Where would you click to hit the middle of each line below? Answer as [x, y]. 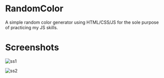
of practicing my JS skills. [32, 27]
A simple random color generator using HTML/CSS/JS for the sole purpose [82, 22]
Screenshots [32, 48]
